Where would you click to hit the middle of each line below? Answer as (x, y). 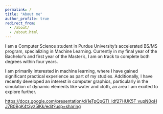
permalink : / (18, 9)
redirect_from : (21, 23)
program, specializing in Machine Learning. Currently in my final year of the (81, 51)
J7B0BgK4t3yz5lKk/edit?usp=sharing (43, 106)
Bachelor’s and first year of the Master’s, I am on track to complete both (78, 56)
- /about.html (24, 32)
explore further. (21, 92)
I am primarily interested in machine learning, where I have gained (71, 71)
